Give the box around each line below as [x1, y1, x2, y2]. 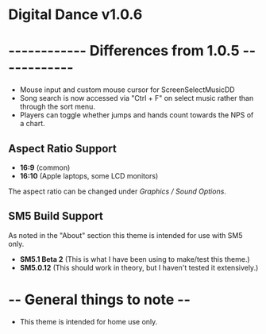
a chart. [19, 119, 45, 129]
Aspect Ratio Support [8, 141, 117, 155]
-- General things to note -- [8, 290, 191, 309]
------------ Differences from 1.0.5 [8, 42, 240, 60]
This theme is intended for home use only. [19, 317, 158, 326]
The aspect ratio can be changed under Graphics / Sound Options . [8, 186, 226, 196]
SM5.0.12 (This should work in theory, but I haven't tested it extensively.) [19, 263, 259, 272]
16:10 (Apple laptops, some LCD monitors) [19, 171, 159, 180]
